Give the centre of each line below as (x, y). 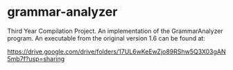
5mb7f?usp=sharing (36, 58)
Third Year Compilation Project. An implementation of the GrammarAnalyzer (115, 31)
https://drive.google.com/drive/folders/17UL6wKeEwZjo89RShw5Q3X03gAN (116, 51)
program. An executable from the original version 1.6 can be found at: (106, 38)
